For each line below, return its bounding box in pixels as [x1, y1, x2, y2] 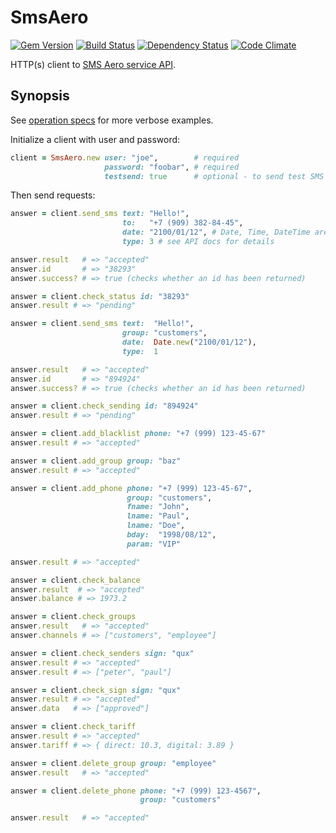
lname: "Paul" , [126, 511, 190, 521]
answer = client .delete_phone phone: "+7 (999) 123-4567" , [10, 786, 262, 796]
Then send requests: [10, 189, 96, 201]
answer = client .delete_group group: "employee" [10, 758, 217, 768]
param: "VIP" [126, 539, 182, 549]
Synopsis [10, 87, 70, 105]
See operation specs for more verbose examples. [10, 114, 214, 126]
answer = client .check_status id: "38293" [10, 291, 190, 301]
